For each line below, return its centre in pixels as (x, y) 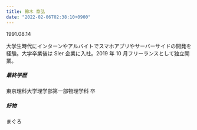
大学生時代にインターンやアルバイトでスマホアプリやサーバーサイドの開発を (99, 46)
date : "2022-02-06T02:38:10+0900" (49, 17)
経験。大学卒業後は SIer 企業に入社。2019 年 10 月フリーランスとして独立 (95, 53)
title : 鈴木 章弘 (26, 11)
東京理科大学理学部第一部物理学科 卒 (51, 91)
